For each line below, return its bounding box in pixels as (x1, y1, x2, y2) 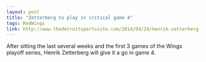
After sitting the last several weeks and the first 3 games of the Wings (6, 43, 183, 50)
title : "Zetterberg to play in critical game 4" (6, 15, 133, 21)
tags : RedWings (6, 20, 45, 26)
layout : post (6, 9, 40, 15)
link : (6, 26, 20, 32)
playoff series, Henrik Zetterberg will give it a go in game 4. (6, 49, 156, 57)
